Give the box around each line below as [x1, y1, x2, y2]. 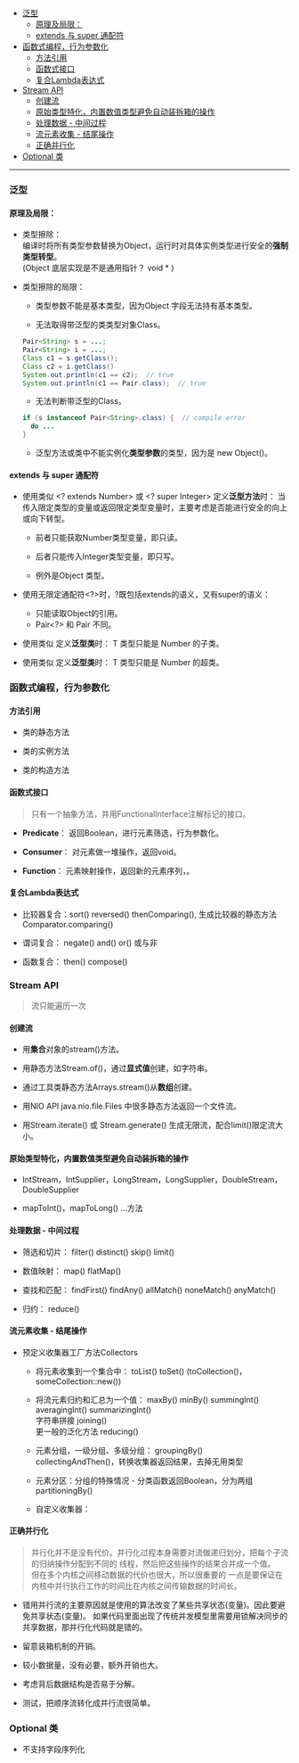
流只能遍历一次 [30, 1001, 86, 1011]
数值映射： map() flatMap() [21, 1265, 122, 1276]
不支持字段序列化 [21, 1744, 85, 1755]
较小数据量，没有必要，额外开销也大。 [21, 1660, 163, 1670]
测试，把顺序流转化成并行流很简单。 [21, 1698, 156, 1709]
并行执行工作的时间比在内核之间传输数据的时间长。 [54, 1581, 242, 1592]
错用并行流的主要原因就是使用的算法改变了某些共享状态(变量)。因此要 [21, 1600, 279, 1611]
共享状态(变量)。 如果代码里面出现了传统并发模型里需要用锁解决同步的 [29, 1611, 287, 1621]
